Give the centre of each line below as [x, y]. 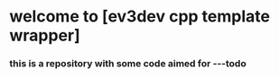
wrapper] [45, 35]
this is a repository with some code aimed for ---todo [128, 64]
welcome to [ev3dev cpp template [140, 17]
